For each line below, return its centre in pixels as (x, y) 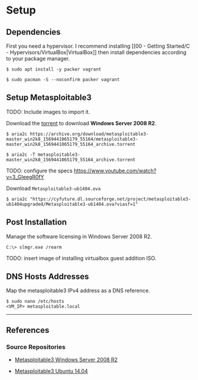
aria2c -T (23, 154)
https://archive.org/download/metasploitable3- (89, 134)
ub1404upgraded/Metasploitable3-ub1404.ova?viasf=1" (72, 204)
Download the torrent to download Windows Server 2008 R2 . (81, 123)
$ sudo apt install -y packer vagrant (54, 69)
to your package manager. (38, 59)
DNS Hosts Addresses (48, 277)
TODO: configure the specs (39, 171)
